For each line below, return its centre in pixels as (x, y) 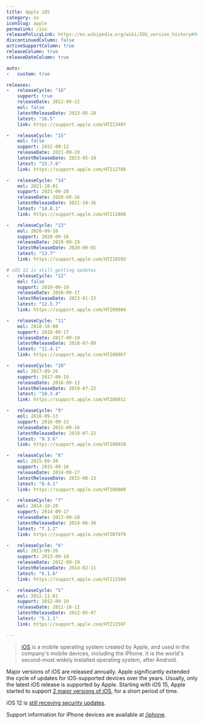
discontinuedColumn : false (40, 40)
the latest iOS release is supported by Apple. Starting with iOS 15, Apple (96, 684)
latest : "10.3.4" (39, 394)
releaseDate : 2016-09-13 (49, 383)
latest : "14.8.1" (39, 209)
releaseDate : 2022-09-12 (49, 102)
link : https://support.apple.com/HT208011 (72, 400)
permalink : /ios (27, 29)
